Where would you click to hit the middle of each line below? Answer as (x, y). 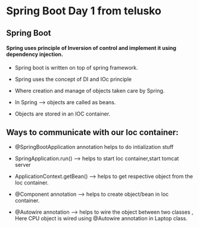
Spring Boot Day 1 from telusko (84, 11)
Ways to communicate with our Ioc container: (92, 132)
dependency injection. (35, 54)
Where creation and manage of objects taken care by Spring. (90, 90)
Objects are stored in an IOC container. (63, 114)
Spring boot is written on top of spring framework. (76, 67)
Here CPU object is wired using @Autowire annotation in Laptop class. (101, 218)
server (23, 164)
